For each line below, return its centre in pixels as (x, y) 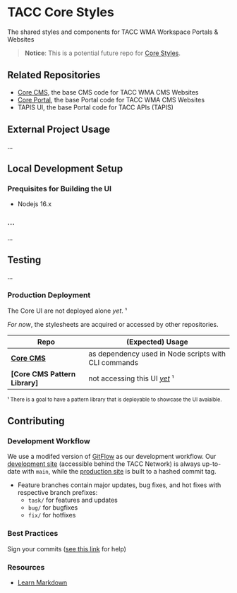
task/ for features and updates (73, 500)
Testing (24, 259)
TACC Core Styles (61, 12)
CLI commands (113, 362)
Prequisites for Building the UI (59, 188)
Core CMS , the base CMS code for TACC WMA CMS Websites (108, 92)
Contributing (36, 421)
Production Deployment (49, 295)
